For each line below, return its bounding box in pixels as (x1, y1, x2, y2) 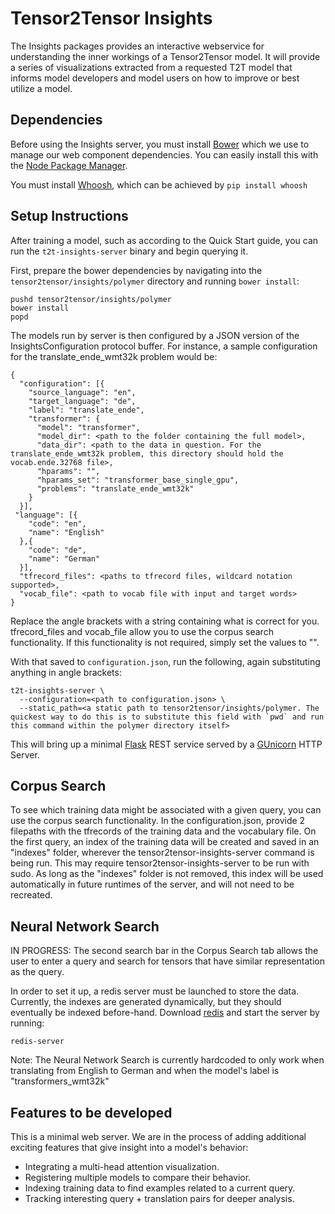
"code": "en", (28, 518, 87, 529)
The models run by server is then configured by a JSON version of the (10, 329, 300, 341)
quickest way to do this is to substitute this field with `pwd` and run (10, 712, 325, 722)
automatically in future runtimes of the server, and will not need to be (10, 878, 295, 891)
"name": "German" (28, 553, 101, 564)
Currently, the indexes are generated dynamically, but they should (10, 996, 282, 1008)
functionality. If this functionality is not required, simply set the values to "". (10, 636, 320, 648)
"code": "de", (28, 545, 87, 555)
